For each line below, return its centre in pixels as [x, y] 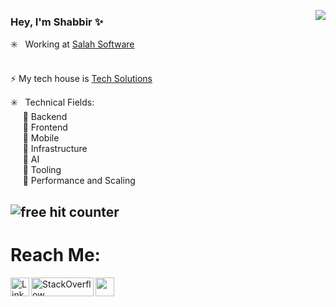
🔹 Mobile [41, 138]
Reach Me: [55, 254]
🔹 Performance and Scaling [79, 181]
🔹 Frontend [45, 127]
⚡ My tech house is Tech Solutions [81, 79]
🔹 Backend [45, 117]
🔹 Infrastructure [55, 149]
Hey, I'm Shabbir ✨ [57, 22]
